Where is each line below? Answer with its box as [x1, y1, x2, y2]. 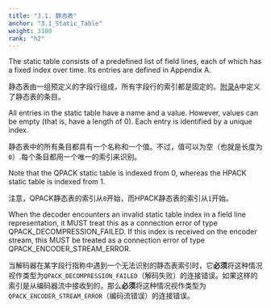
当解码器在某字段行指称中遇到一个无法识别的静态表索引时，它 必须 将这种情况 [8, 260, 263, 271]
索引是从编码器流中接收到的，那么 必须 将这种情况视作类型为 [8, 281, 206, 291]
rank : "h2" [8, 34, 45, 43]
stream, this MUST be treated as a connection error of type [8, 235, 206, 245]
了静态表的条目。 [8, 92, 65, 102]
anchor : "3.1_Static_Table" [8, 19, 103, 27]
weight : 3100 [8, 27, 52, 35]
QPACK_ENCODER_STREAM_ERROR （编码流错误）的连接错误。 [8, 291, 195, 301]
